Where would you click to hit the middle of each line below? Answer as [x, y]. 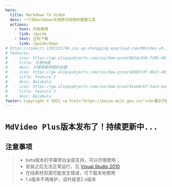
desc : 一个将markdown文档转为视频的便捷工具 [53, 20]
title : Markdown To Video [38, 15]
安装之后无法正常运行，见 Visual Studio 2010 [73, 166]
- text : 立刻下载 [31, 39]
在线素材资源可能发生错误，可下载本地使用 [70, 173]
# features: [18, 53]
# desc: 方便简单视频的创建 [36, 67]
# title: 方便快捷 [28, 63]
